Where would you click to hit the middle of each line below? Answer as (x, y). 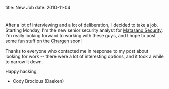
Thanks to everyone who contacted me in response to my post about (77, 51)
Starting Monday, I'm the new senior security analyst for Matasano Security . (84, 30)
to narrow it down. (24, 62)
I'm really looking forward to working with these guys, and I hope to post (80, 36)
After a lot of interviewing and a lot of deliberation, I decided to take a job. (82, 25)
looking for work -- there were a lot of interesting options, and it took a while (84, 56)
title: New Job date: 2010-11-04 (38, 7)
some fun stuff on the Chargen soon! (44, 41)
